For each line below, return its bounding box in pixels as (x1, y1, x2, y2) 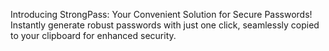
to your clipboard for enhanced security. (10, 30, 177, 41)
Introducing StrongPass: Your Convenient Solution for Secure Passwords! (10, 9, 313, 20)
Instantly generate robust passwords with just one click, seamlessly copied (10, 19, 320, 31)
